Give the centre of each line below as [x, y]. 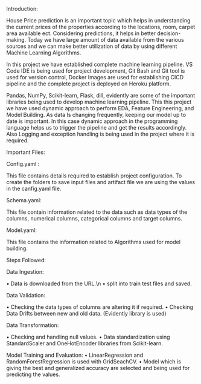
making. [16, 40]
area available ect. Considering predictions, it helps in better [81, 33]
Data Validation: [26, 295]
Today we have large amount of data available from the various [106, 40]
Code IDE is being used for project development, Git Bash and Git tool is [96, 71]
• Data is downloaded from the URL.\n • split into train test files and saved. [99, 283]
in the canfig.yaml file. [34, 188]
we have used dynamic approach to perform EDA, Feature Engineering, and [100, 108]
